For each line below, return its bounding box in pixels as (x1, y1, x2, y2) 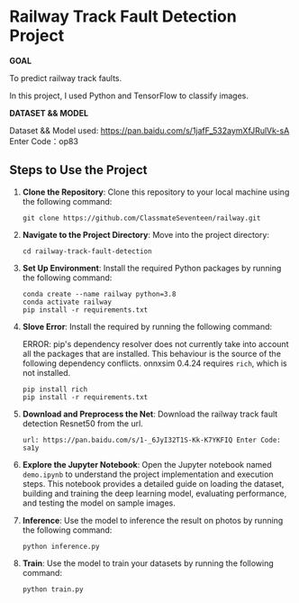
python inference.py (22, 542, 100, 551)
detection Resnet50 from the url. (22, 417, 144, 429)
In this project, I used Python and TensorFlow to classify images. (9, 90, 249, 101)
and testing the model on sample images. (22, 498, 176, 508)
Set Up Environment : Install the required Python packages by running (22, 262, 282, 273)
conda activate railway (22, 297, 113, 306)
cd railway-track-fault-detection (22, 246, 152, 256)
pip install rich (22, 385, 88, 394)
